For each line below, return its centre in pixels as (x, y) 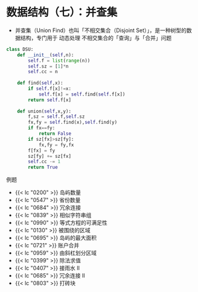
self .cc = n (43, 72)
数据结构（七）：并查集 (62, 12)
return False (55, 134)
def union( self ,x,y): (44, 111)
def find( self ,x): (40, 83)
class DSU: (20, 49)
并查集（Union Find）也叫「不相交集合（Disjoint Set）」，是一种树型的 (101, 30)
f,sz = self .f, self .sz (56, 117)
